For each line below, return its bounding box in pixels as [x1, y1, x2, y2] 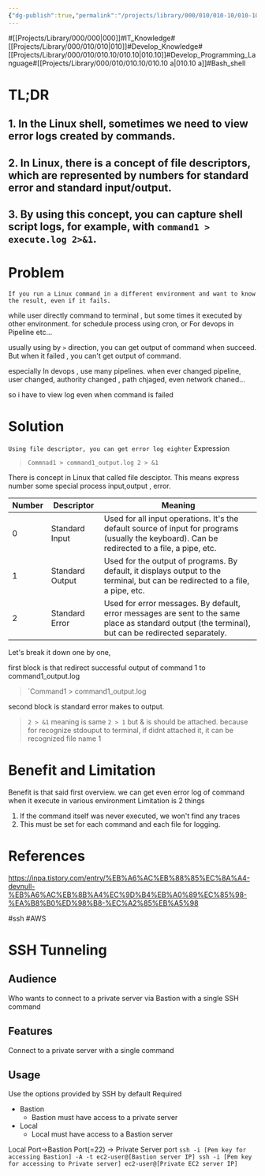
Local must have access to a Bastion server [31, 1129, 174, 1139]
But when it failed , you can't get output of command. [8, 351, 181, 360]
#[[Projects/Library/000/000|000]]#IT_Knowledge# [8, 33, 176, 43]
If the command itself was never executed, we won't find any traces [19, 811, 241, 821]
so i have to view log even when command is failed [8, 389, 174, 399]
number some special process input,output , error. [8, 481, 171, 490]
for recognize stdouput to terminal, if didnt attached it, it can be [27, 725, 234, 735]
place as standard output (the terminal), [103, 617, 251, 628]
